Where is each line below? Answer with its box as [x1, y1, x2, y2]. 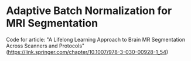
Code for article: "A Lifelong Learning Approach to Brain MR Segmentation [6, 36, 186, 43]
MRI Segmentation [6, 16, 98, 30]
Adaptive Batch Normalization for [6, 4, 172, 18]
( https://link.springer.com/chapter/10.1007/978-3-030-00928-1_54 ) [6, 48, 169, 55]
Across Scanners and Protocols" [6, 42, 85, 49]
